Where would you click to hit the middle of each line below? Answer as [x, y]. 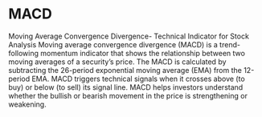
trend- [230, 44]
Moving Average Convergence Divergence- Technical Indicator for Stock [129, 36]
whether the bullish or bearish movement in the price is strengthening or [128, 95]
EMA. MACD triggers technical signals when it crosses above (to [138, 79]
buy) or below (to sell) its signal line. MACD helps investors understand [126, 87]
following [23, 53]
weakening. [27, 104]
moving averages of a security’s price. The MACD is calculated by [117, 62]
